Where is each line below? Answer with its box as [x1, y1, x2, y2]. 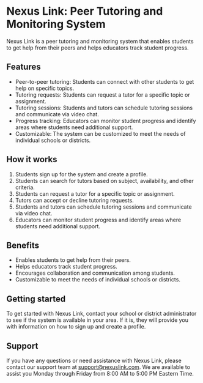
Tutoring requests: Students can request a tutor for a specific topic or [15, 91, 191, 99]
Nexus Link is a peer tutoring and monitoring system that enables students [6, 37, 194, 45]
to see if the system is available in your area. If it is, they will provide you [6, 316, 188, 324]
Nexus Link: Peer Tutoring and [6, 4, 163, 18]
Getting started [6, 294, 66, 304]
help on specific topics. [15, 84, 75, 92]
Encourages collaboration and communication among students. [15, 269, 175, 277]
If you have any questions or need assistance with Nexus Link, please [6, 357, 182, 364]
